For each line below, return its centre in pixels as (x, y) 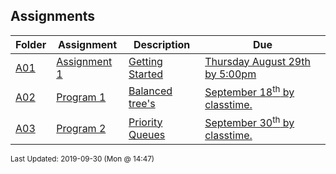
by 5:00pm (230, 74)
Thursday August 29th (257, 61)
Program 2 (81, 128)
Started (146, 74)
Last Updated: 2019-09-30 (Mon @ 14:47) (82, 159)
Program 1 (81, 97)
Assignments (53, 16)
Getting (145, 61)
